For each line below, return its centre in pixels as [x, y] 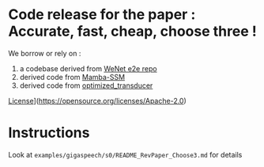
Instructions [49, 133]
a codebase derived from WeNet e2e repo [88, 68]
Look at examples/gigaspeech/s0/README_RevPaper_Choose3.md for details [125, 154]
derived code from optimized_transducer [86, 85]
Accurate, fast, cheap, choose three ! [132, 31]
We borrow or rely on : [45, 53]
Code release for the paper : [102, 15]
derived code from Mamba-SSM [72, 77]
